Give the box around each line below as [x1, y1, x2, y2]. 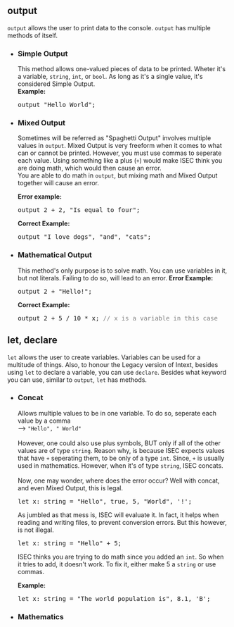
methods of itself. [7, 31, 58, 39]
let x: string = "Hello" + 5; [17, 539, 122, 547]
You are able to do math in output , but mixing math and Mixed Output [17, 171, 218, 180]
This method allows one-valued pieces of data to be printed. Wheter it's [17, 65, 226, 73]
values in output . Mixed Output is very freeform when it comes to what [17, 142, 223, 150]
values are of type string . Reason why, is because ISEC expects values [17, 446, 225, 454]
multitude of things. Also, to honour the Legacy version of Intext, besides [7, 360, 219, 368]
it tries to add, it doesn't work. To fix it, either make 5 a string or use [17, 559, 216, 569]
